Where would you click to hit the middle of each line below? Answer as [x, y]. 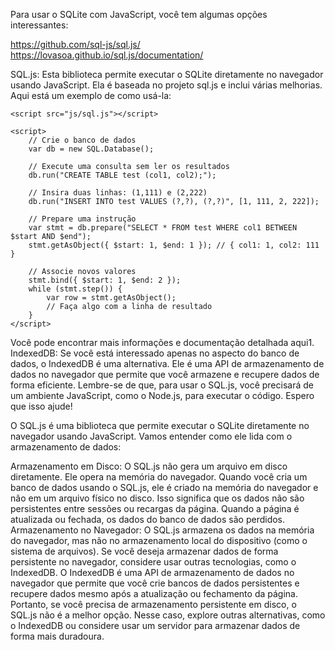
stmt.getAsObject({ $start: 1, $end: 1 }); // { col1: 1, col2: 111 [174, 245]
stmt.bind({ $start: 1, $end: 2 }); [105, 280]
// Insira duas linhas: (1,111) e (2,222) [118, 193]
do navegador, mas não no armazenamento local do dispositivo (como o [159, 540]
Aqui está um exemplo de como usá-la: [91, 95]
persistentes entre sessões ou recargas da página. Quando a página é [155, 508]
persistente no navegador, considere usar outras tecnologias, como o [153, 562]
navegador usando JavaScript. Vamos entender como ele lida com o [151, 436]
